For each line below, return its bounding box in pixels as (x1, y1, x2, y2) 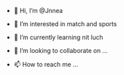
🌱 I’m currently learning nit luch (13, 33, 103, 41)
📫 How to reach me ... (13, 61, 78, 68)
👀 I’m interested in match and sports (13, 20, 117, 28)
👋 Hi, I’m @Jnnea (13, 7, 64, 14)
